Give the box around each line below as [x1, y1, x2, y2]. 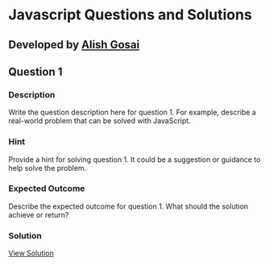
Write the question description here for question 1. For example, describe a [8, 107, 256, 118]
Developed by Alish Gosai [8, 38, 140, 52]
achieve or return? [8, 209, 69, 219]
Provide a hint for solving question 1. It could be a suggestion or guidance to [8, 155, 261, 164]
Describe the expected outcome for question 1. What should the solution [8, 201, 249, 211]
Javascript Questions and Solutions [8, 6, 252, 24]
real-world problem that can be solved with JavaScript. [8, 116, 191, 126]
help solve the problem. [8, 163, 87, 172]
